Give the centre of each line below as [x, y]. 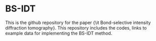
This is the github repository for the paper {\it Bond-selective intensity [78, 22]
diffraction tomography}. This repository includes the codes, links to [76, 27]
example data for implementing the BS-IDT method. [59, 33]
